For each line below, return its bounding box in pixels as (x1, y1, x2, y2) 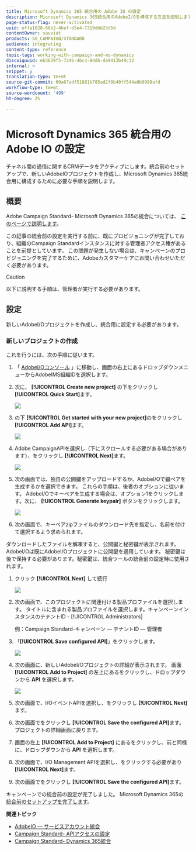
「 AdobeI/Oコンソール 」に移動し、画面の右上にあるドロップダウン (14, 364, 179, 371)
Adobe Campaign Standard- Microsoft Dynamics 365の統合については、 (6, 213, 180, 220)
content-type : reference (6, 47, 66, 53)
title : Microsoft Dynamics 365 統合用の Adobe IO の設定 (6, 8, 141, 15)
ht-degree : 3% (6, 95, 41, 101)
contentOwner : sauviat (6, 30, 61, 36)
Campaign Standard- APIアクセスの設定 (14, 830, 110, 837)
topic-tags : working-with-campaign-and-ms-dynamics (6, 52, 134, 58)
